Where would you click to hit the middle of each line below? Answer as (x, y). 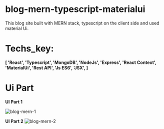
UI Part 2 (14, 121)
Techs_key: (29, 49)
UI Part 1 (14, 101)
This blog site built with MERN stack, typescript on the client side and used (82, 23)
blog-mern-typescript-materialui (75, 9)
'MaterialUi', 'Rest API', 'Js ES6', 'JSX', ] (47, 67)
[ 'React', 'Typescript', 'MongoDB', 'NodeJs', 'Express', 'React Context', (81, 62)
